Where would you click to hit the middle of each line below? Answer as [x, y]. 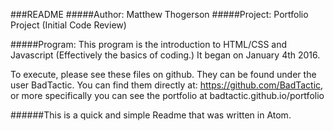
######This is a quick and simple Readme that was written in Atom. [151, 115]
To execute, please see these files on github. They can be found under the [163, 74]
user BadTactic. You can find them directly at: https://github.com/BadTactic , [167, 85]
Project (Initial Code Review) [68, 25]
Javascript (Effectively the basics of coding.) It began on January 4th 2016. [165, 55]
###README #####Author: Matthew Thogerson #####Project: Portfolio [159, 14]
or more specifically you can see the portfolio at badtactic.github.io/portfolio [167, 95]
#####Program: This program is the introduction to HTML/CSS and [149, 44]
